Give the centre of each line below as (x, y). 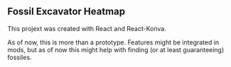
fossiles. (20, 57)
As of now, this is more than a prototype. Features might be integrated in (113, 42)
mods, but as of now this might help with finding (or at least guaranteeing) (116, 49)
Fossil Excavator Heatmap (66, 12)
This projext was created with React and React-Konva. (87, 28)
